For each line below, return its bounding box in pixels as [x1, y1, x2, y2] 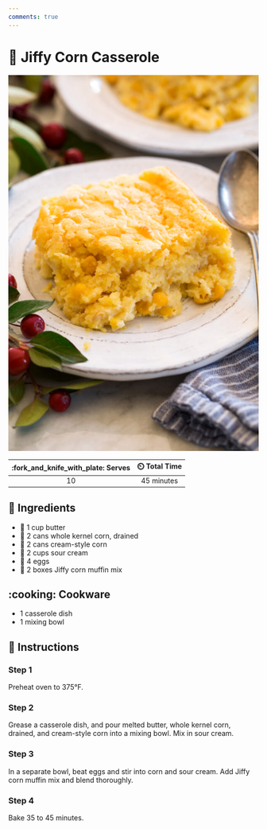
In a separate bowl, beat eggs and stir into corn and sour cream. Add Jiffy [8, 766, 250, 776]
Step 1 [8, 664, 33, 675]
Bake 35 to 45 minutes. [8, 813, 84, 823]
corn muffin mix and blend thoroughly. [8, 775, 133, 784]
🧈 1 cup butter [19, 522, 66, 532]
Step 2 [8, 703, 34, 714]
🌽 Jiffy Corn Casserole [8, 48, 161, 66]
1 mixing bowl [19, 617, 65, 627]
